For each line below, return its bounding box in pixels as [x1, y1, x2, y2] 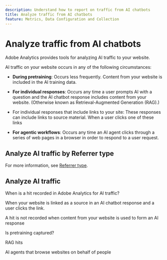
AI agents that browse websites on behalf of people [5, 249, 111, 255]
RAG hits [5, 239, 23, 245]
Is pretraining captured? [5, 230, 54, 236]
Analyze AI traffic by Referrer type [5, 149, 114, 158]
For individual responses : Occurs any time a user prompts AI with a [12, 89, 152, 95]
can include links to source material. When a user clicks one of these [12, 114, 154, 120]
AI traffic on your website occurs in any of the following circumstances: [5, 64, 152, 70]
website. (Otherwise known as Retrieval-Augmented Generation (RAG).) [12, 99, 160, 105]
